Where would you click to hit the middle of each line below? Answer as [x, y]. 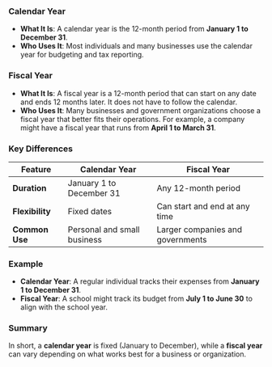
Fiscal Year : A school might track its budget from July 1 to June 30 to [136, 299]
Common [30, 230]
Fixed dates [90, 211]
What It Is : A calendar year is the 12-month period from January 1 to [134, 29]
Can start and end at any [203, 206]
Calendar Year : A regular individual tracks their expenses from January [140, 281]
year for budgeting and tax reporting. [82, 55]
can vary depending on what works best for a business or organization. [127, 354]
